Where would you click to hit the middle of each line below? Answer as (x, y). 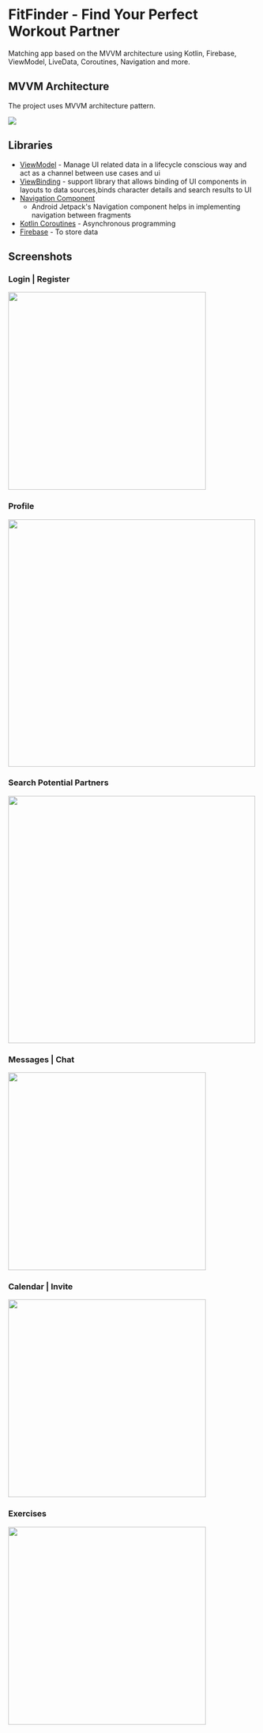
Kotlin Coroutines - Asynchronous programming (98, 223)
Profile (21, 506)
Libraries (30, 145)
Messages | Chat (41, 1060)
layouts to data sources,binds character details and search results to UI (135, 190)
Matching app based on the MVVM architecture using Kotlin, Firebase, (122, 53)
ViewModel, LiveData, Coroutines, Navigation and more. (100, 62)
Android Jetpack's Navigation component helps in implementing (136, 207)
